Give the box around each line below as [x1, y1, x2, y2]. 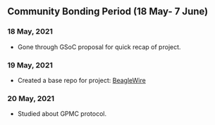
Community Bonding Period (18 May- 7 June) [7, 6, 209, 18]
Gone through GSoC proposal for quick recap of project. [17, 42, 181, 51]
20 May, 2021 [7, 93, 55, 103]
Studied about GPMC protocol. [17, 110, 107, 118]
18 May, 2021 [7, 27, 53, 37]
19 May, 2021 [7, 60, 53, 70]
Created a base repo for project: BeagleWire [17, 76, 146, 84]
